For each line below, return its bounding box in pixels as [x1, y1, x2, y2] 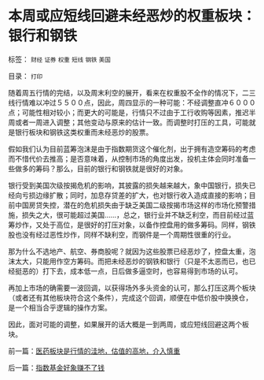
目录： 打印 [8, 71, 43, 80]
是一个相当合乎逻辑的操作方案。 [8, 303, 112, 312]
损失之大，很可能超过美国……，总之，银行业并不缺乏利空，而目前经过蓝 [21, 210, 255, 219]
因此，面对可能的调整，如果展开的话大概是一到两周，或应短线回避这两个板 [8, 319, 249, 329]
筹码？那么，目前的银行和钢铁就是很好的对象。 [35, 163, 187, 173]
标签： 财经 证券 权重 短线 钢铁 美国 [8, 54, 112, 64]
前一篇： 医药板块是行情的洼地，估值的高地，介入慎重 [8, 346, 181, 356]
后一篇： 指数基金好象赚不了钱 [8, 363, 104, 372]
